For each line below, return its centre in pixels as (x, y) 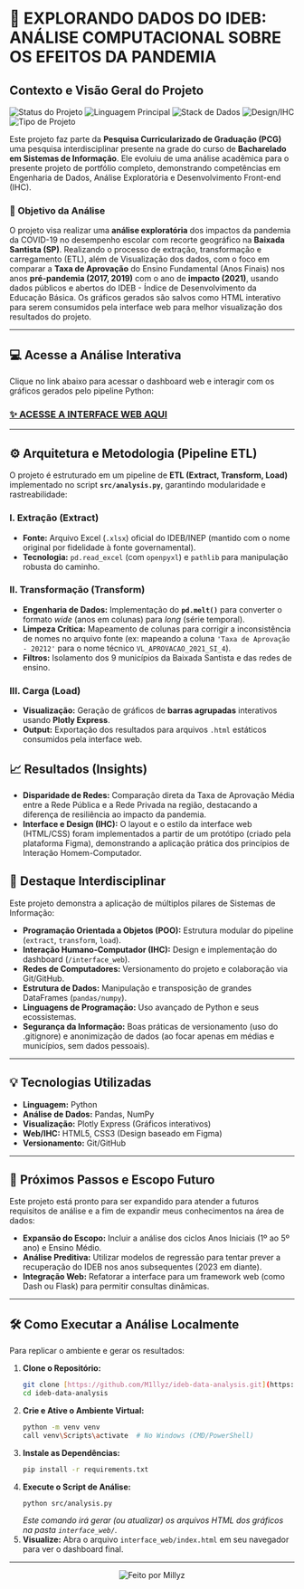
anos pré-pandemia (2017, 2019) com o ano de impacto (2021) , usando (144, 279)
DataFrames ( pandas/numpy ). (75, 997)
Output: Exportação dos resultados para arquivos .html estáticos (144, 730)
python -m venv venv (61, 1427)
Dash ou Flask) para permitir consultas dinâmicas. (116, 1286)
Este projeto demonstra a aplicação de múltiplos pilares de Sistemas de (142, 903)
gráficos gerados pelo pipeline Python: (82, 391)
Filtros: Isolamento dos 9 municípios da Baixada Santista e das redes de (157, 657)
